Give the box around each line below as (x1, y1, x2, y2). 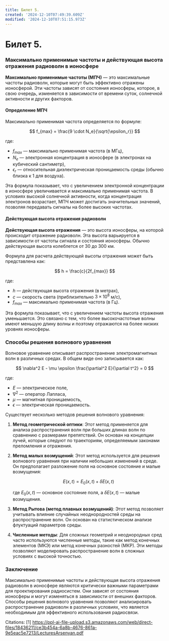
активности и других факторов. (5, 95, 73, 101)
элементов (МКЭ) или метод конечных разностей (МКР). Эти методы (12, 542, 163, 548)
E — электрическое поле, (12, 385, 68, 391)
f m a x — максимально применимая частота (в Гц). (12, 299, 120, 306)
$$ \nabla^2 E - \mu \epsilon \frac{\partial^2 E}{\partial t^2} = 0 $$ (16, 365, 154, 371)
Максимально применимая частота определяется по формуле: (5, 119, 142, 125)
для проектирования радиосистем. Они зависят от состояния (5, 587, 139, 594)
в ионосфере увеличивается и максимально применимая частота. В (5, 188, 153, 194)
